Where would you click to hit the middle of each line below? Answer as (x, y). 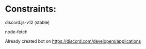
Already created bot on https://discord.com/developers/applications (73, 41)
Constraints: (31, 9)
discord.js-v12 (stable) (27, 22)
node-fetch (16, 32)
